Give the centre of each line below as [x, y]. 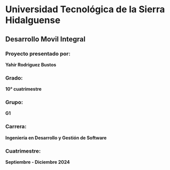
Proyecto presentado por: [38, 54]
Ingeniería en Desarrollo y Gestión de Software [56, 138]
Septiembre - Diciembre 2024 [38, 162]
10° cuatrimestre [24, 89]
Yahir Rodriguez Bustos [31, 64]
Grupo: [14, 102]
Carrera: [16, 127]
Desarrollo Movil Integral [45, 39]
